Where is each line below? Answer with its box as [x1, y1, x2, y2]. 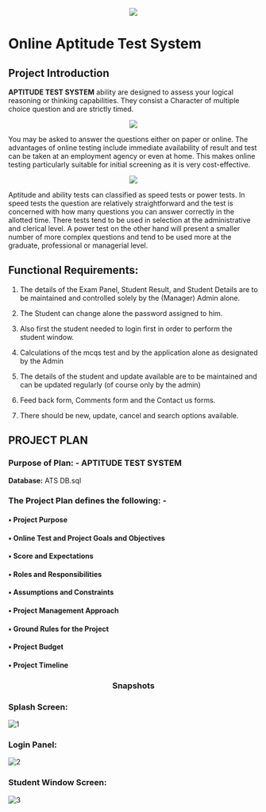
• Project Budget [8, 642, 64, 652]
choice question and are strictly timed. [8, 104, 134, 114]
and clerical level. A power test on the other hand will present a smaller [8, 224, 241, 233]
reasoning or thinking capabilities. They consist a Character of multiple [8, 96, 240, 105]
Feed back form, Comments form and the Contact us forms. [19, 395, 216, 405]
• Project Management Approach [8, 606, 119, 615]
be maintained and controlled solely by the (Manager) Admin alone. [19, 293, 241, 302]
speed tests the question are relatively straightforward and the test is [8, 198, 233, 208]
